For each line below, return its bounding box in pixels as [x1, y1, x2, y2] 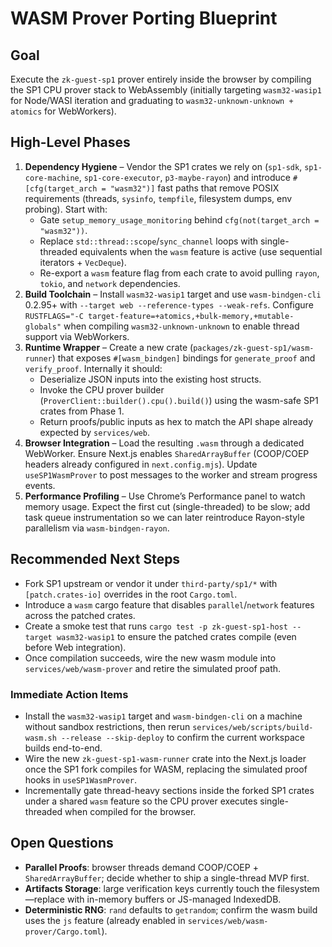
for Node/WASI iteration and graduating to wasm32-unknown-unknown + [10, 95, 294, 106]
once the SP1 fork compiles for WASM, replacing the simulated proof [24, 763, 308, 775]
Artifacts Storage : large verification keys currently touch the [24, 882, 276, 894]
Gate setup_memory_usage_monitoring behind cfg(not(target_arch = [39, 213, 320, 226]
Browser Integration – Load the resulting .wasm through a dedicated [24, 437, 305, 449]
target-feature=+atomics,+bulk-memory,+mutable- [88, 311, 295, 321]
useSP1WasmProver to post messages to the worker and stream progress [24, 468, 318, 481]
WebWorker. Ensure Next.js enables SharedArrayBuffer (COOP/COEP [24, 447, 310, 459]
